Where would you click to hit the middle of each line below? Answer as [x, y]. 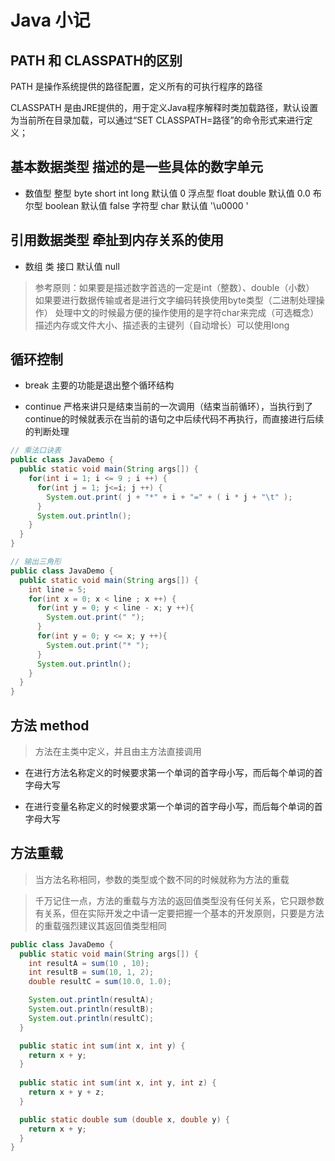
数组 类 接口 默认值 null [72, 266]
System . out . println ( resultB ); [91, 1009]
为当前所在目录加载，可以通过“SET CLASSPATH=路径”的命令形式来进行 [157, 120]
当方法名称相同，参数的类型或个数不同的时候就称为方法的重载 [162, 879]
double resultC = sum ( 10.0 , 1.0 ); [100, 982]
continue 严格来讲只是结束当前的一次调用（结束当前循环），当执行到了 [169, 407]
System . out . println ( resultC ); [91, 1018]
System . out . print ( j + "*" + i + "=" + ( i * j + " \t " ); [169, 497]
